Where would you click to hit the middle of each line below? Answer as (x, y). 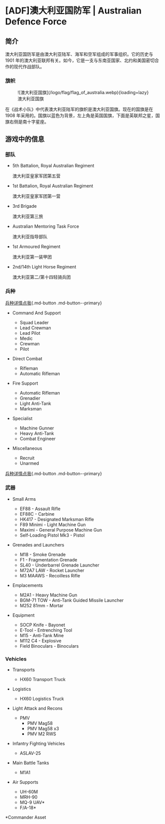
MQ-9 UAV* (32, 802)
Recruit (27, 458)
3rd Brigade (25, 206)
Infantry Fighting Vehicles (39, 743)
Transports (24, 670)
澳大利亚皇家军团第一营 (36, 196)
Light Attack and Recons (38, 708)
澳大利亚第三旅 (28, 216)
